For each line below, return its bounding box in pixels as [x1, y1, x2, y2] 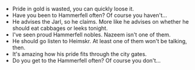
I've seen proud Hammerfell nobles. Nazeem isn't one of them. [12, 31, 171, 38]
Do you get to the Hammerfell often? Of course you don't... [12, 57, 161, 64]
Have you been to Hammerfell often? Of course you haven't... [12, 12, 167, 19]
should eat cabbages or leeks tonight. [12, 24, 109, 32]
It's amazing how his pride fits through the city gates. [12, 51, 147, 57]
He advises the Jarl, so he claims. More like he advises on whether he [12, 18, 189, 25]
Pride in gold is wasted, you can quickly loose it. [12, 5, 134, 12]
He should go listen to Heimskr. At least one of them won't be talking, [12, 38, 187, 44]
